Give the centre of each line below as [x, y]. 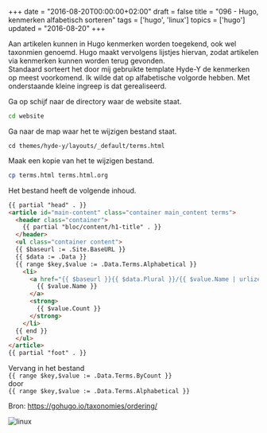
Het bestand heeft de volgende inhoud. [72, 190]
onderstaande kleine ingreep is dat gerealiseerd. [87, 86]
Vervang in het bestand [46, 369]
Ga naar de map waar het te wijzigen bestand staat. [93, 131]
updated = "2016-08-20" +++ [57, 28]
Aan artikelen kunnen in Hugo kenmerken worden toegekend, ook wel [122, 44]
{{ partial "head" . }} [48, 205]
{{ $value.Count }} [69, 309]
